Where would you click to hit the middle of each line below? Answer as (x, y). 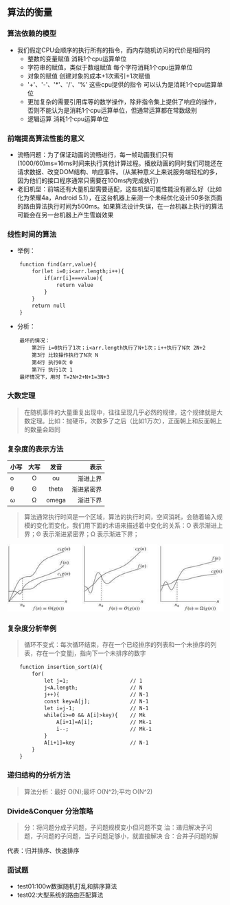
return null (49, 306)
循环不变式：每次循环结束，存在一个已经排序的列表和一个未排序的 (117, 645)
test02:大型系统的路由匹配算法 (60, 895)
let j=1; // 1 (93, 681)
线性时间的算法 (32, 234)
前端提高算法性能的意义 (46, 138)
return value (75, 285)
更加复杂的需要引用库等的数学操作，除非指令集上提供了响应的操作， (124, 101)
